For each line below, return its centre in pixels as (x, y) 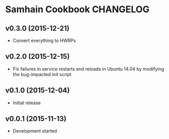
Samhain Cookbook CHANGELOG (77, 9)
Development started (35, 131)
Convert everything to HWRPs (44, 40)
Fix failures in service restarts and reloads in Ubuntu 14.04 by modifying (88, 69)
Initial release (27, 103)
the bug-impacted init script (42, 74)
